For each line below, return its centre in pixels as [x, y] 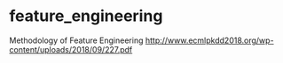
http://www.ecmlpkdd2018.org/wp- [209, 40]
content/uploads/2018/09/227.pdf [71, 49]
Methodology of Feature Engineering [76, 40]
